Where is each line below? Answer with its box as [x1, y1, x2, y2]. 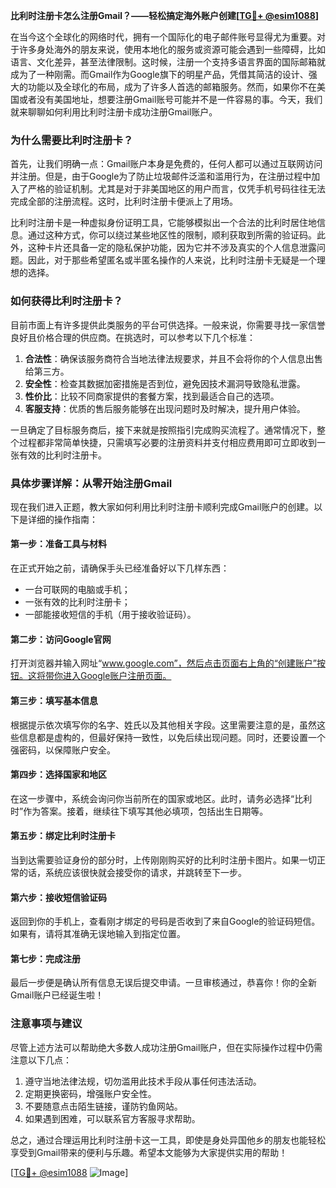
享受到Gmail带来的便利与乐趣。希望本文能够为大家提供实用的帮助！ [10, 1146, 288, 1158]
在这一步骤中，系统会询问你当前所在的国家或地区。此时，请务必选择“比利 [10, 792, 313, 804]
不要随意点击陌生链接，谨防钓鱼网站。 [24, 1100, 183, 1112]
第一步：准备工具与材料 [10, 538, 107, 550]
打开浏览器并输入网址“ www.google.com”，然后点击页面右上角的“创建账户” [10, 657, 317, 669]
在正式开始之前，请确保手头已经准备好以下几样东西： [10, 562, 230, 574]
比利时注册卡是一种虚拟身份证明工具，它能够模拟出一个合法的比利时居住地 [10, 217, 317, 229]
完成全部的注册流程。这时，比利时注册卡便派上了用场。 [10, 195, 238, 208]
